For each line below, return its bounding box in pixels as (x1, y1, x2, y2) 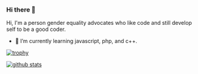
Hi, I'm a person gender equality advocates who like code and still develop (6, 19, 193, 27)
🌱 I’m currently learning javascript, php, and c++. (15, 38, 137, 45)
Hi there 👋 (6, 5, 36, 14)
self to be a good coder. (6, 25, 66, 33)
